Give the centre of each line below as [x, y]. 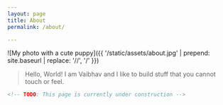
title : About [27, 20]
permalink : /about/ [36, 27]
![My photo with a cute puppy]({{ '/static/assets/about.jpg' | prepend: [109, 53]
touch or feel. [44, 82]
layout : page [27, 14]
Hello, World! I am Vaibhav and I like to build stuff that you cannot [120, 74]
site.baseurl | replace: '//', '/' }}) [53, 61]
